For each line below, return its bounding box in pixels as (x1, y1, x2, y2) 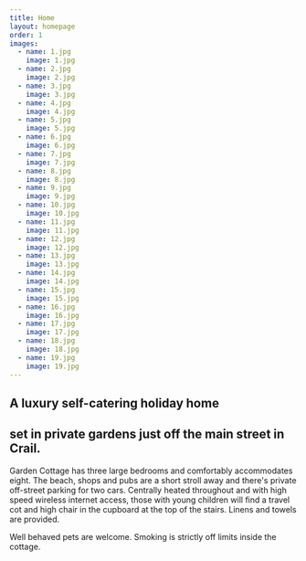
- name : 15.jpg (17, 285, 76, 294)
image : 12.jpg (26, 243, 79, 252)
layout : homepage (9, 22, 76, 31)
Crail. (9, 440, 41, 457)
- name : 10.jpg (17, 200, 76, 210)
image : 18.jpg (26, 344, 79, 354)
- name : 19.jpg (17, 353, 76, 362)
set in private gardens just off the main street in (9, 427, 285, 442)
